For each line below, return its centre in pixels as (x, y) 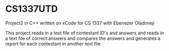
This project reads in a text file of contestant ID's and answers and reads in (85, 33)
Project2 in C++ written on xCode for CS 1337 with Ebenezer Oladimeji (80, 23)
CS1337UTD (32, 9)
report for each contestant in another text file (53, 43)
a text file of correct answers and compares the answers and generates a (83, 38)
